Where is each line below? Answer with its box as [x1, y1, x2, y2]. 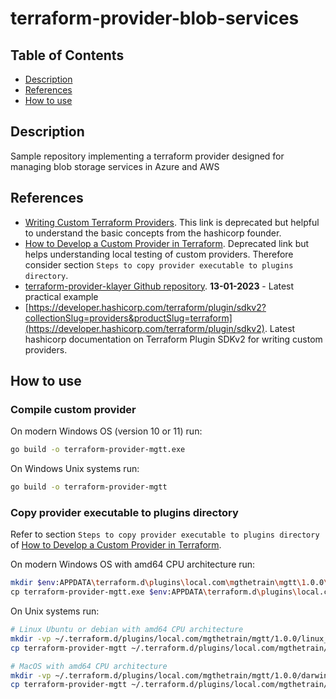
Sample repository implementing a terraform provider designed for [10, 150, 285, 162]
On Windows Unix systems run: [10, 463, 140, 475]
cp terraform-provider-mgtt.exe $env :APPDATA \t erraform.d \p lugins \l [10, 587, 302, 597]
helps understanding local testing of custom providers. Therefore [24, 248, 294, 260]
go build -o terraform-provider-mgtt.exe [10, 445, 186, 455]
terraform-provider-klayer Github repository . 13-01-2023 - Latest [24, 280, 295, 292]
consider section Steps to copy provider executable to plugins [24, 258, 294, 271]
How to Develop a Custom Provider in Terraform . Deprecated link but [24, 237, 310, 249]
